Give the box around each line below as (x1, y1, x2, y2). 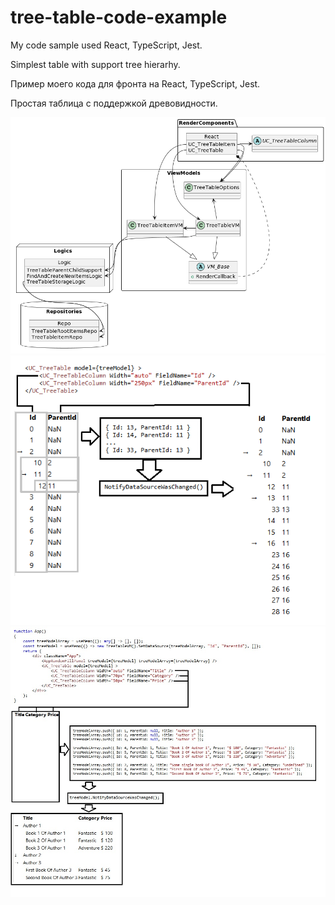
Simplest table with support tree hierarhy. (10, 58, 181, 70)
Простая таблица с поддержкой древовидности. (10, 97, 218, 109)
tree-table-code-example (10, 6, 228, 29)
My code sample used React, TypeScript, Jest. (10, 39, 203, 51)
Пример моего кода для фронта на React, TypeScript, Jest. (10, 77, 261, 90)
